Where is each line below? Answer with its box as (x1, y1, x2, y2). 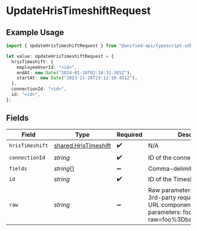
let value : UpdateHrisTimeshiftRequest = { (6, 53, 114, 59)
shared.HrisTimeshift (53, 142, 111, 150)
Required (116, 130, 142, 139)
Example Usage (6, 27, 64, 37)
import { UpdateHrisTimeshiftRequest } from (6, 43, 117, 49)
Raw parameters (148, 186, 193, 194)
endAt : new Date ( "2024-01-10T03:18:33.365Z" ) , (16, 70, 133, 75)
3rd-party (148, 193, 176, 201)
